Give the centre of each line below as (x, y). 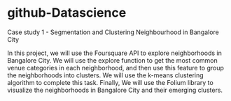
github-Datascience (67, 13)
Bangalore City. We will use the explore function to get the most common (113, 60)
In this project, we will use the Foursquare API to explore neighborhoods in (114, 53)
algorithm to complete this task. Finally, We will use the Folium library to (110, 82)
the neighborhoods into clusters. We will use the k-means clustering (106, 75)
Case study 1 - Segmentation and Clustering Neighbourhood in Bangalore (113, 32)
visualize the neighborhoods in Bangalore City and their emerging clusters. (115, 90)
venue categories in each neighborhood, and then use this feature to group (115, 68)
